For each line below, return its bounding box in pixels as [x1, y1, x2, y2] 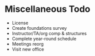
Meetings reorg [11, 41, 44, 47]
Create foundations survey [11, 25, 67, 31]
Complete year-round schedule [11, 36, 76, 42]
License [11, 20, 28, 26]
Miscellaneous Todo [4, 3, 90, 15]
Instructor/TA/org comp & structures [11, 30, 87, 36]
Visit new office [11, 46, 44, 52]
